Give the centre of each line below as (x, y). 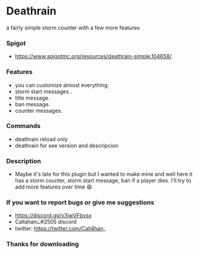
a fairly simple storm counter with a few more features (73, 28)
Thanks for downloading (43, 244)
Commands (23, 126)
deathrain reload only (41, 139)
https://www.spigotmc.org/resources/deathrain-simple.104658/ (93, 56)
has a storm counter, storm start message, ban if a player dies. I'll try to (103, 181)
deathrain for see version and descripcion (67, 145)
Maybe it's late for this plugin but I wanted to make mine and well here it (104, 174)
